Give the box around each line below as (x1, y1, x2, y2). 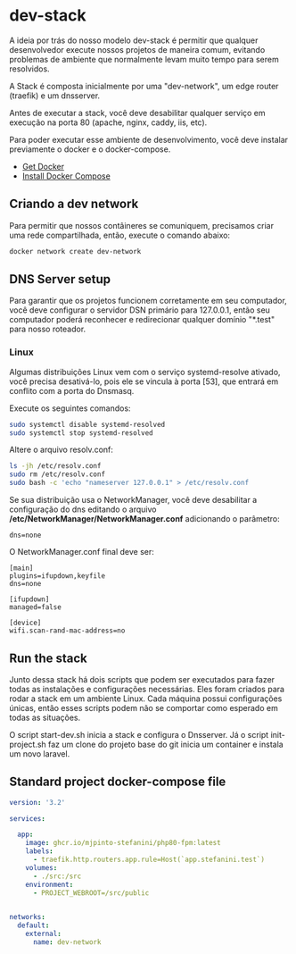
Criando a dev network (9, 197, 139, 212)
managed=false (9, 603, 62, 612)
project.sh (9, 739, 46, 749)
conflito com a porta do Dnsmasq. (9, 385, 135, 396)
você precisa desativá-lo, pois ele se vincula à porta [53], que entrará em (9, 376, 279, 387)
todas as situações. (9, 712, 81, 723)
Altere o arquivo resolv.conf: (9, 444, 114, 456)
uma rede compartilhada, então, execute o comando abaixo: (9, 230, 230, 240)
